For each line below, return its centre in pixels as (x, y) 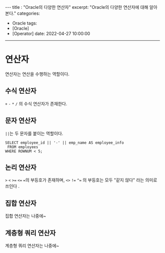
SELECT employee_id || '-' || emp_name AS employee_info (65, 143)
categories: (28, 13)
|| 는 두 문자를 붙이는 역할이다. (34, 133)
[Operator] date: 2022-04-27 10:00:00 (51, 34)
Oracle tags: (25, 23)
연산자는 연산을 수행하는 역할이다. (37, 74)
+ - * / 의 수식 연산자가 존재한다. (36, 103)
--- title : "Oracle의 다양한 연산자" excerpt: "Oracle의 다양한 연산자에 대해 (77, 7)
